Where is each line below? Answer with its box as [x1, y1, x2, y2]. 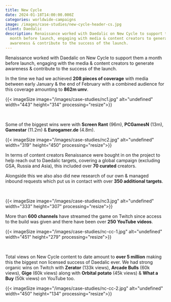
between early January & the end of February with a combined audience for [5, 81, 164, 87]
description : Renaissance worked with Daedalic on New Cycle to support [5, 31, 163, 36]
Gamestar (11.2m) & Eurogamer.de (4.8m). [5, 127, 95, 133]
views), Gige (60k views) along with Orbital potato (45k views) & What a [5, 270, 158, 276]
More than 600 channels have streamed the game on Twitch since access [5, 213, 162, 219]
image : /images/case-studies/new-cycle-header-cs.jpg [5, 21, 122, 27]
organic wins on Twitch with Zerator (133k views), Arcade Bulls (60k [5, 264, 150, 270]
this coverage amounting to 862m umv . [5, 86, 89, 92]
